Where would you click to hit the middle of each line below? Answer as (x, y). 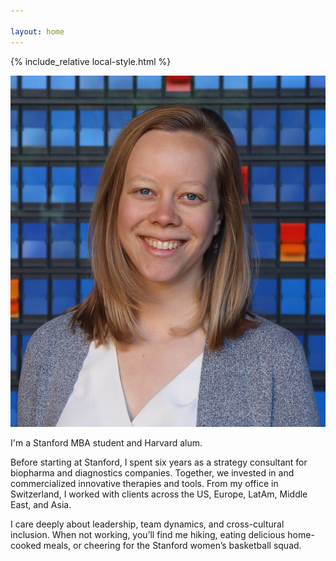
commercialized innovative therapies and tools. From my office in (144, 483)
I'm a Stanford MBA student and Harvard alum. (106, 442)
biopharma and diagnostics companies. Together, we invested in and (152, 472)
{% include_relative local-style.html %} (91, 61)
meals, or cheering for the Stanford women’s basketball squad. (172, 545)
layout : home (37, 31)
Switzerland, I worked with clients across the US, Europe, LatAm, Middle (159, 494)
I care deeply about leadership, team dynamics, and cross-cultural (147, 524)
